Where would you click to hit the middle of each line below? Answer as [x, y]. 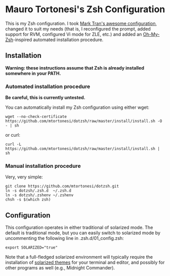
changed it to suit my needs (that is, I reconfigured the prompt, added [78, 28]
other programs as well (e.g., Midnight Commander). [60, 268]
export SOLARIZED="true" [31, 248]
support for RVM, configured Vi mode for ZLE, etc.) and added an [74, 34]
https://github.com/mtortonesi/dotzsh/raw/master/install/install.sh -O [84, 121]
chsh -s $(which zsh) [28, 200]
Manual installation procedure [43, 166]
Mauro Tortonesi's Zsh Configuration [85, 9]
